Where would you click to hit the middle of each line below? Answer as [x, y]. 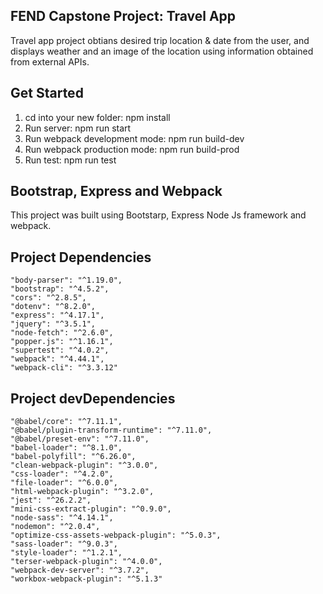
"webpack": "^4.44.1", [57, 359]
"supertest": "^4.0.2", [60, 350]
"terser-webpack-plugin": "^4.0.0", [86, 562]
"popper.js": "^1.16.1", [62, 342]
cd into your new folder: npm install [97, 117]
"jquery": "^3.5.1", [53, 324]
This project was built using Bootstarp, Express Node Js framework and [158, 215]
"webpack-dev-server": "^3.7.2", [80, 570]
